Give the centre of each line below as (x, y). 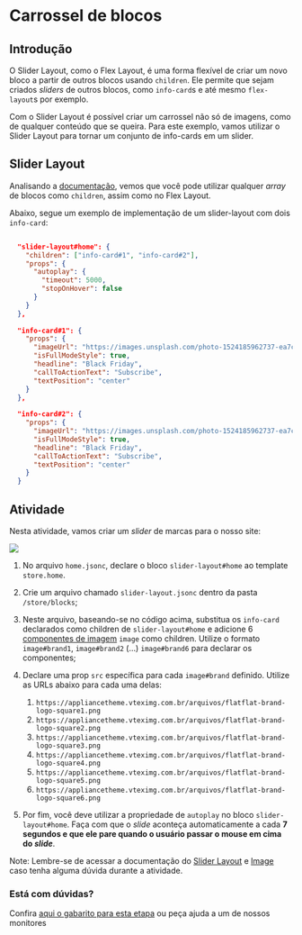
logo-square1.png (68, 711)
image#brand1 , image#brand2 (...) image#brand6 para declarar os (137, 648)
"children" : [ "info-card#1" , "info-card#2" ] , (112, 255)
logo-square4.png (68, 763)
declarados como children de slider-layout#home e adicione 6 (138, 629)
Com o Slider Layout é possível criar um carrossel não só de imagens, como (150, 117)
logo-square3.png (68, 746)
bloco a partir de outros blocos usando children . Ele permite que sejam (142, 80)
